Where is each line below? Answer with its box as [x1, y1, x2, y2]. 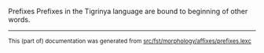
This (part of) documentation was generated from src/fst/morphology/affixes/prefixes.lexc [8, 37, 251, 45]
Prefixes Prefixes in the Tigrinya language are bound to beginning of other [8, 7, 248, 16]
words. [8, 15, 31, 24]
